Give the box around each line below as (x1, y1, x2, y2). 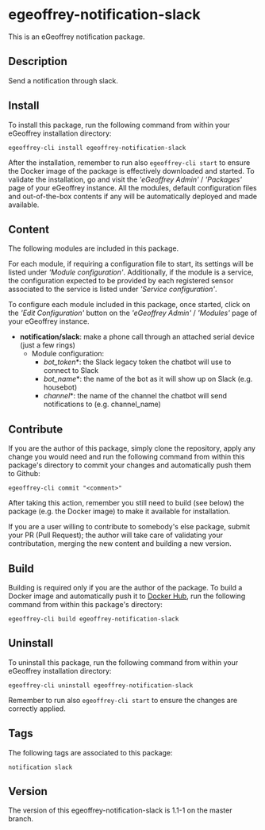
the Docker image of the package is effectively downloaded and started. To (8, 166, 255, 175)
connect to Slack (43, 366, 99, 375)
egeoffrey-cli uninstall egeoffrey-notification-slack (8, 681, 194, 690)
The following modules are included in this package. (8, 244, 179, 253)
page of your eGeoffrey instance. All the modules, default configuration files (8, 183, 257, 192)
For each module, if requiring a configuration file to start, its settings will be (8, 259, 254, 269)
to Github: (8, 469, 41, 478)
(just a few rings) (19, 340, 75, 350)
